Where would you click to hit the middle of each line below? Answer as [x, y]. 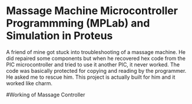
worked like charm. [29, 83]
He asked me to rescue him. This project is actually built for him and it [91, 77]
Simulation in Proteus [59, 36]
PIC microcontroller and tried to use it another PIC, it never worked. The [93, 64]
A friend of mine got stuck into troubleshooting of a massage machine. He [96, 52]
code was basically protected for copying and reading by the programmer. [96, 71]
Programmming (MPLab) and [78, 23]
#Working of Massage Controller [46, 95]
